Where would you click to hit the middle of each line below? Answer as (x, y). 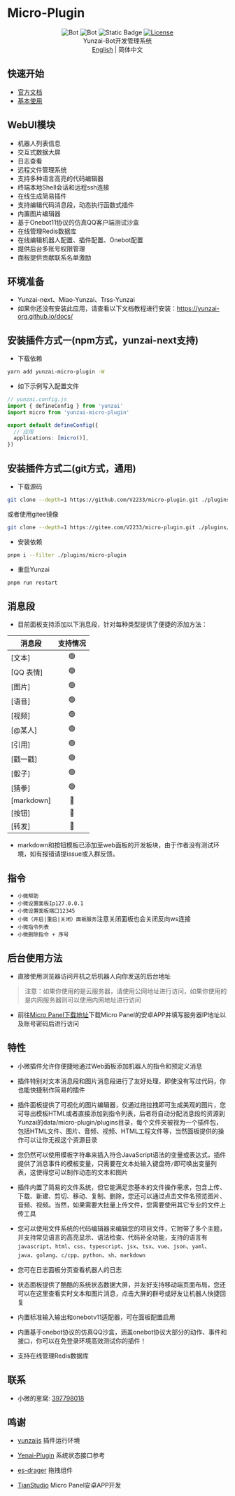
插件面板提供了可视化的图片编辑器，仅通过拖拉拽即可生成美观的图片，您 (121, 1104)
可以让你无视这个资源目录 (60, 1139)
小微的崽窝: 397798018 (51, 1398)
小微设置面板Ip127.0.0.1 (50, 903)
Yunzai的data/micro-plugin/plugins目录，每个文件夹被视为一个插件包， (120, 1122)
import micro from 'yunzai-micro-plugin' (69, 412)
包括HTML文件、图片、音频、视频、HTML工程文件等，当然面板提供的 (117, 1131)
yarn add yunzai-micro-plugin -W (56, 372)
